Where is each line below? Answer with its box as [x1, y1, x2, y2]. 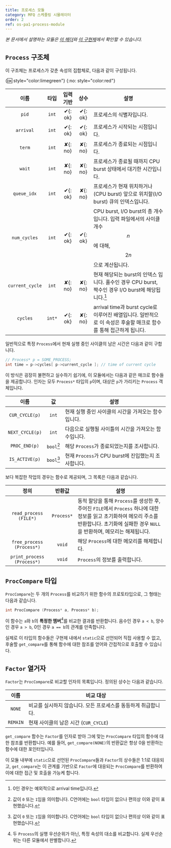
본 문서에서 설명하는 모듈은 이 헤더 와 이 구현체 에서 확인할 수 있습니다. [5, 36, 142, 42]
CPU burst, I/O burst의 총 [93, 208, 153, 215]
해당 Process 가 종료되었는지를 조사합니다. [65, 443, 159, 450]
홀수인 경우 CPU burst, [105, 279, 158, 286]
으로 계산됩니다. [93, 261, 129, 269]
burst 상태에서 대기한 [93, 166, 141, 173]
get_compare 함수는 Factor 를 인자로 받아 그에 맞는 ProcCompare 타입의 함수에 [5, 733, 159, 740]
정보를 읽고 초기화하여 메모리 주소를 [77, 512, 159, 520]
